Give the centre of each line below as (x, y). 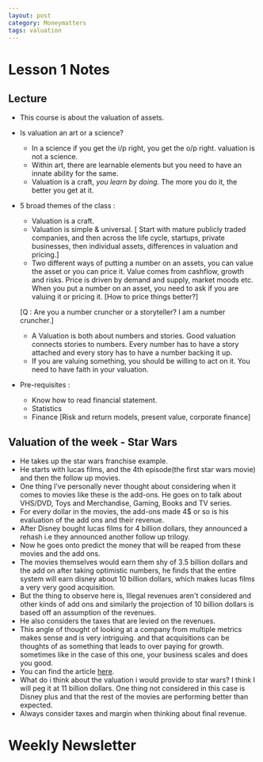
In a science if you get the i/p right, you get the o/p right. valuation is (143, 148)
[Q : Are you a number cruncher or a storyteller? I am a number (122, 312)
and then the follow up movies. (70, 478)
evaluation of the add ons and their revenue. (92, 520)
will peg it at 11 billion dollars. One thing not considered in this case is (132, 688)
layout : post (30, 15)
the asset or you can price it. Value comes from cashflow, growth (137, 272)
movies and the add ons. (60, 554)
